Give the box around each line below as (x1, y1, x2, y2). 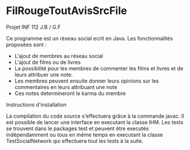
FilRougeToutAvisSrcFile (6, 4, 127, 18)
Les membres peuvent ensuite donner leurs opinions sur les (14, 77, 159, 84)
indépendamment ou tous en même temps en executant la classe (6, 131, 163, 138)
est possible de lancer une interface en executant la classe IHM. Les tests (6, 118, 184, 125)
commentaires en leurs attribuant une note (14, 83, 118, 90)
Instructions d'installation (6, 101, 67, 108)
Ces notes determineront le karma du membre (14, 90, 126, 97)
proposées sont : (6, 41, 47, 48)
